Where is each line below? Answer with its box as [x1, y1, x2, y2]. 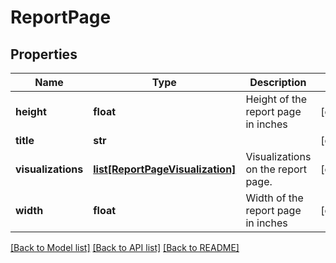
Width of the [245, 191, 304, 205]
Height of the [245, 92, 308, 106]
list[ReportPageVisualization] [93, 162, 237, 176]
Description [249, 76, 307, 89]
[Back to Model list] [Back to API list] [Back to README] [10, 242, 240, 253]
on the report [245, 162, 308, 176]
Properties [10, 46, 78, 63]
